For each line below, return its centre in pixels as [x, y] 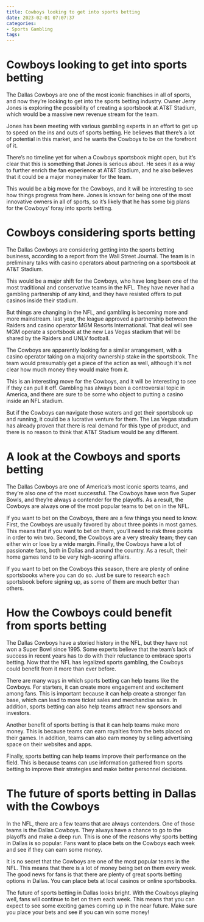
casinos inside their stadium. [42, 300]
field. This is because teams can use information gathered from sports [94, 762]
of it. [12, 146]
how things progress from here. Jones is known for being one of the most [99, 195]
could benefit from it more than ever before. [62, 669]
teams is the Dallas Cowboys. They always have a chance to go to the [94, 830]
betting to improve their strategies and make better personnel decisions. [97, 769]
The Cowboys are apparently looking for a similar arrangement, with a [94, 350]
